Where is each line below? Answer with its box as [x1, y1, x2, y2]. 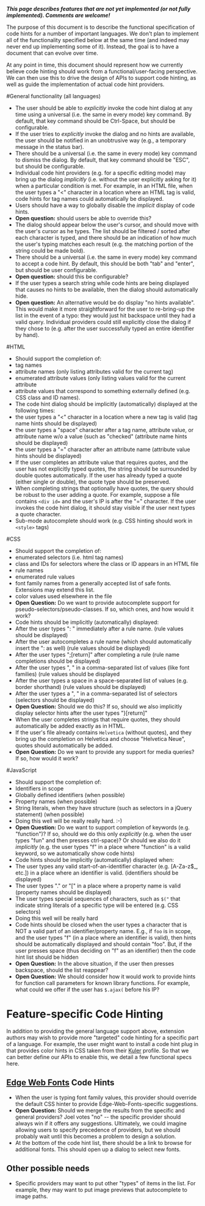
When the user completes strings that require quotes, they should [15, 716, 181, 723]
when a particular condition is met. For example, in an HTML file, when [15, 182, 193, 189]
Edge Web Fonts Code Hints [6, 1077, 115, 1088]
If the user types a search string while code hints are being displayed [15, 280, 189, 286]
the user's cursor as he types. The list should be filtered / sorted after [15, 228, 190, 234]
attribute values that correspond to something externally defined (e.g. [15, 388, 190, 394]
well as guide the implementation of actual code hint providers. [6, 81, 165, 88]
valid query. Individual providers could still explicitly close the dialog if [15, 319, 191, 325]
